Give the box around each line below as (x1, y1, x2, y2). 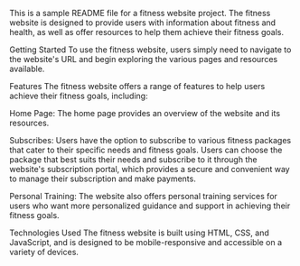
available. (9, 63, 45, 74)
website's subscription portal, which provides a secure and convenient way (9, 164, 291, 174)
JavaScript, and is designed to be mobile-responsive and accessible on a (9, 237, 283, 247)
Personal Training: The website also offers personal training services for (9, 191, 278, 201)
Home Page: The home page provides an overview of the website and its (9, 108, 281, 118)
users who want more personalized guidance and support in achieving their (9, 200, 291, 211)
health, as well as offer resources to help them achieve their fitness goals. (9, 27, 285, 37)
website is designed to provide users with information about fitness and (9, 17, 277, 28)
